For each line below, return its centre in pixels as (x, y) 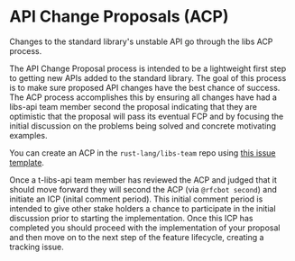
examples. (28, 135)
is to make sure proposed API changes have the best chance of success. (145, 87)
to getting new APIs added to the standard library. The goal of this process (148, 77)
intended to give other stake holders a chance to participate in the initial (143, 208)
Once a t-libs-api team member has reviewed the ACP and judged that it (143, 180)
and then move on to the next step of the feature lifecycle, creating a (137, 237)
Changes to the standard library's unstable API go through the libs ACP (141, 41)
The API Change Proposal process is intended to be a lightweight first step (148, 68)
